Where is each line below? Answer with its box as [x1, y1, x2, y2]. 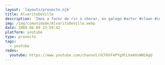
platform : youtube [5, 30, 43, 35]
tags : [5, 39, 16, 44]
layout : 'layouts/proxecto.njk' [5, 7, 71, 12]
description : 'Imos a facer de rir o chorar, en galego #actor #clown [5, 16, 153, 21]
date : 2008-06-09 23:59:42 [5, 25, 60, 30]
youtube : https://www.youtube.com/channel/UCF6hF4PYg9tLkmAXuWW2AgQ [9, 52, 153, 58]
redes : [5, 48, 19, 53]
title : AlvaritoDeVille [5, 12, 54, 17]
